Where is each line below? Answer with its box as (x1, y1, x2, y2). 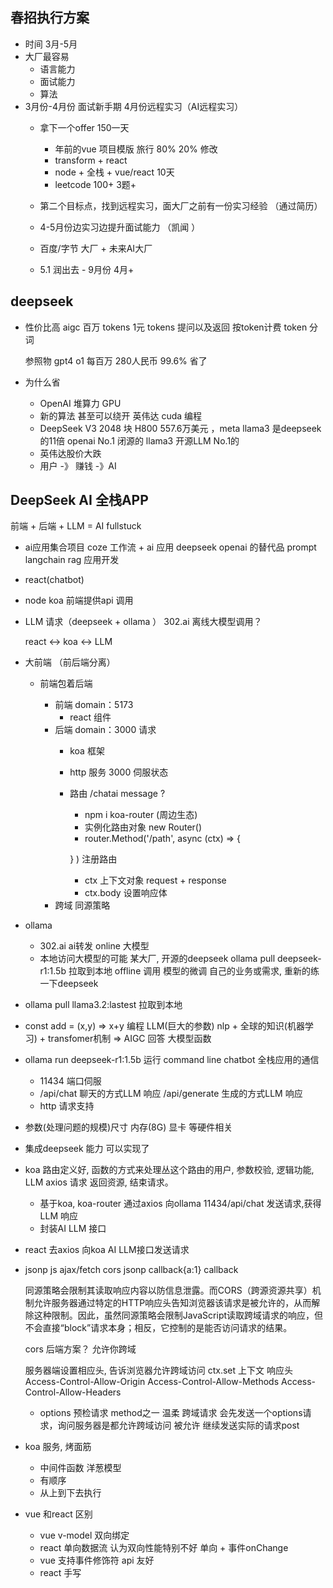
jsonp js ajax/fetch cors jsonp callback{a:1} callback (24, 1264, 239, 1276)
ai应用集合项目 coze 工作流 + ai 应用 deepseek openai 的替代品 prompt (24, 541, 317, 553)
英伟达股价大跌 (39, 447, 102, 459)
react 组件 (69, 711, 112, 723)
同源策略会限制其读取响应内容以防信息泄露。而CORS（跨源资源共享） (24, 1284, 313, 1297)
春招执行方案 (10, 9, 90, 27)
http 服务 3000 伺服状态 (69, 766, 169, 778)
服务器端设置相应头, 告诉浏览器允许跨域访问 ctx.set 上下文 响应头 (24, 1364, 293, 1377)
